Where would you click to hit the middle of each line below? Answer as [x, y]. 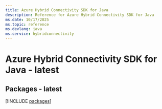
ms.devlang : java [24, 29]
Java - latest [32, 70]
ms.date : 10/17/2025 [27, 19]
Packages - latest [34, 89]
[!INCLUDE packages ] [28, 101]
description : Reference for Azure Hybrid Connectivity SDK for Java [80, 15]
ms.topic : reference [27, 24]
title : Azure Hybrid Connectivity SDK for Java [57, 10]
